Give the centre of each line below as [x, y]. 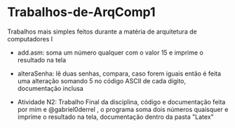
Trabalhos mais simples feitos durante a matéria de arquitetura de [102, 31]
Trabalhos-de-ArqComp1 [81, 12]
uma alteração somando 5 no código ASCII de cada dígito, [102, 80]
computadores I [30, 38]
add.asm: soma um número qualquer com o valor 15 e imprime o [110, 52]
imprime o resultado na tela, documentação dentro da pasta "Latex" [115, 117]
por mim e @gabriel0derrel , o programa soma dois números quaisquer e [123, 109]
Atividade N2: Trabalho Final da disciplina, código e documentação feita [121, 101]
